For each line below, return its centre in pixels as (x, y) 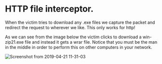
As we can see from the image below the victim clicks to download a (73, 37)
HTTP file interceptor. (49, 9)
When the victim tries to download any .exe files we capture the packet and (80, 22)
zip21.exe (15, 42)
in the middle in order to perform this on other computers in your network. (79, 47)
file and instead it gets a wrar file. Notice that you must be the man (91, 42)
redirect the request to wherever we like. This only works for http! (70, 27)
